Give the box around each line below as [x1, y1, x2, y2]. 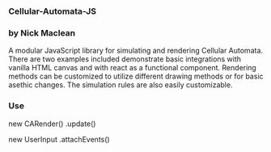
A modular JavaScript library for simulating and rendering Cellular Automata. [8, 46, 264, 56]
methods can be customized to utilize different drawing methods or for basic [8, 71, 265, 82]
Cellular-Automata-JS [8, 6, 97, 17]
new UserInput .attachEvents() [8, 134, 111, 144]
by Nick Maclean [8, 27, 76, 38]
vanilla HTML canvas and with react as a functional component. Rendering [8, 63, 256, 73]
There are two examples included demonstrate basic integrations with [8, 54, 241, 64]
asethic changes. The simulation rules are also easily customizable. [8, 80, 233, 90]
